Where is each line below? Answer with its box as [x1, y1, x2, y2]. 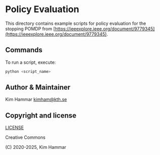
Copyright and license [5, 111, 77, 120]
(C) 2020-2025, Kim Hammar [5, 144, 67, 150]
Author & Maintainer [5, 83, 71, 92]
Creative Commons [5, 134, 46, 140]
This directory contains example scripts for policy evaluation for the [5, 20, 146, 26]
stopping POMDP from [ [5, 25, 55, 31]
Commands [5, 46, 43, 54]
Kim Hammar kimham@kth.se [5, 96, 67, 102]
